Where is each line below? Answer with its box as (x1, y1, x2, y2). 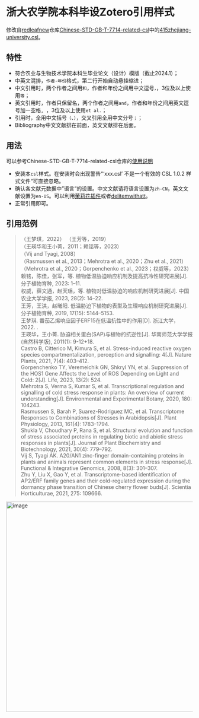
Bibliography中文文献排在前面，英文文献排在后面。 (14, 121, 139, 128)
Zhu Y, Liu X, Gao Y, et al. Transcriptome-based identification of (20, 471, 177, 478)
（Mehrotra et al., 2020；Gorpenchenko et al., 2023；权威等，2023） (20, 265, 192, 272)
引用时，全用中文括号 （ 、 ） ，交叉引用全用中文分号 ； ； (14, 114, 143, 121)
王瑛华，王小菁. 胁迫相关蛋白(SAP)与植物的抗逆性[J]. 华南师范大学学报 (20, 331, 193, 338)
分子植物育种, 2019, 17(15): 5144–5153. (20, 310, 114, 317)
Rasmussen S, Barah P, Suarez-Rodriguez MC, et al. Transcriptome (20, 408, 185, 415)
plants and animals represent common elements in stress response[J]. (20, 458, 192, 466)
